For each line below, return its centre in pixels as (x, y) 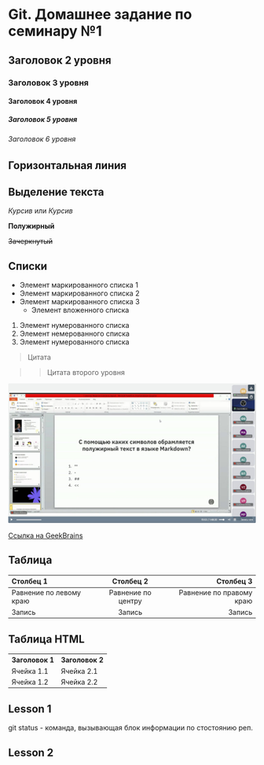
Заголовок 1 (33, 660)
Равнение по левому (46, 593)
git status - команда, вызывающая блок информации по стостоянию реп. (131, 728)
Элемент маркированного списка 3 (79, 302)
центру (130, 601)
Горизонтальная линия (68, 166)
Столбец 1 (30, 581)
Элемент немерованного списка (74, 334)
